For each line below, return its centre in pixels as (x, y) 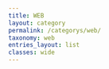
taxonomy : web (32, 38)
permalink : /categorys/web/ (55, 30)
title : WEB (26, 15)
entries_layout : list (44, 45)
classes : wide (32, 52)
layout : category (37, 23)
